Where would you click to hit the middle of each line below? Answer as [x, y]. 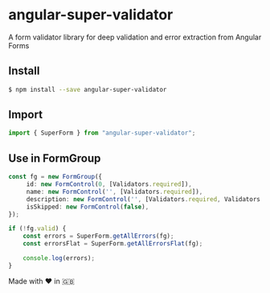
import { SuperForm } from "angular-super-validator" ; [102, 133]
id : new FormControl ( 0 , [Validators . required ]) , [109, 184]
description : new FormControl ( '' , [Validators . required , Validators [143, 199]
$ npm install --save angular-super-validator [88, 89]
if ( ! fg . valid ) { [37, 229]
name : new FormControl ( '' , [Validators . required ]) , [115, 192]
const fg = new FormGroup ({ [55, 177]
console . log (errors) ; [59, 258]
